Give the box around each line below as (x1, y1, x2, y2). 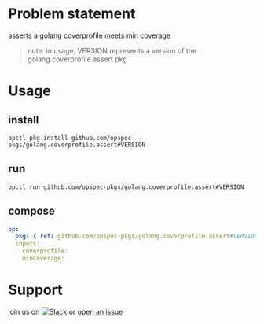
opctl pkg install (8, 134, 68, 142)
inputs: (15, 240, 41, 248)
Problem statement (8, 5, 136, 23)
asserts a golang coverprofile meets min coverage (8, 31, 171, 40)
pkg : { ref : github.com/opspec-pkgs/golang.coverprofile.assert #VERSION (15, 233, 258, 241)
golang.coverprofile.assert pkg (27, 54, 127, 64)
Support (8, 281, 63, 299)
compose (8, 204, 55, 218)
